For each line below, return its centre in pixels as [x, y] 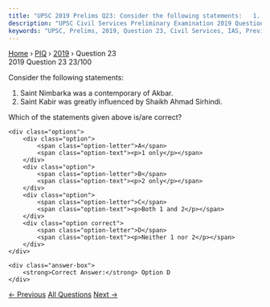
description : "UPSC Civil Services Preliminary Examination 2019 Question [136, 23]
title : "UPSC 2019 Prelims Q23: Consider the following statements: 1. [135, 16]
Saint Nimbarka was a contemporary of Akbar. [96, 93]
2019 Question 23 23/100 [50, 62]
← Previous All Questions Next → [63, 295]
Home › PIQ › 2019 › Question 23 [62, 54]
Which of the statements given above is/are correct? [95, 117]
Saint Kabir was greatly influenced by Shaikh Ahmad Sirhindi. [121, 102]
